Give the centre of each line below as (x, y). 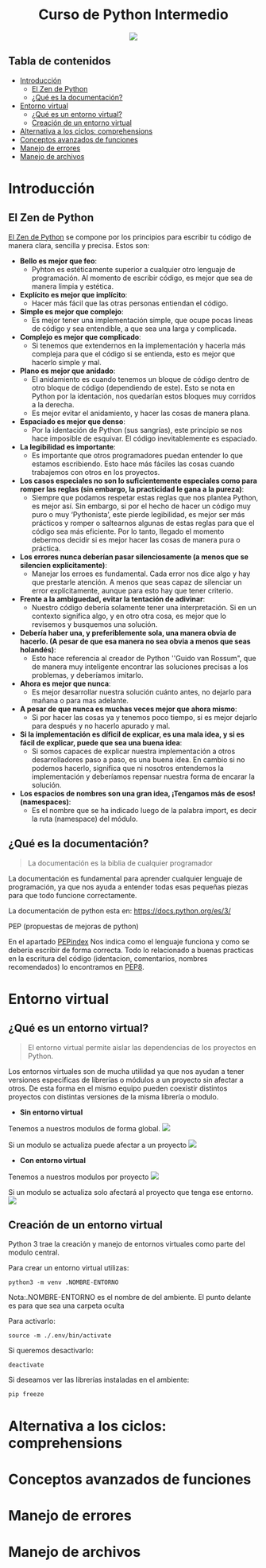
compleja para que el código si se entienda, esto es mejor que (133, 354)
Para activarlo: (32, 1321)
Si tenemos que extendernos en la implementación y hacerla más (139, 345)
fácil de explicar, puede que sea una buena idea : (101, 742)
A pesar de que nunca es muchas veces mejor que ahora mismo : (128, 709)
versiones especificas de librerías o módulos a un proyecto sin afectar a (126, 1080)
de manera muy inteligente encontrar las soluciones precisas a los (140, 667)
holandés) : (38, 649)
